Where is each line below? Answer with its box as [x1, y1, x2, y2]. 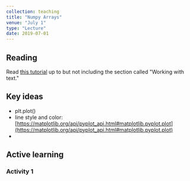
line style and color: [14, 114, 63, 121]
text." [6, 75, 20, 82]
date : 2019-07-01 [6, 31, 49, 37]
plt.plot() [14, 107, 36, 114]
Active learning [6, 150, 64, 160]
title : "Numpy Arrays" [6, 14, 62, 20]
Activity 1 [6, 167, 34, 176]
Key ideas [6, 92, 43, 102]
